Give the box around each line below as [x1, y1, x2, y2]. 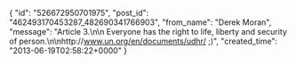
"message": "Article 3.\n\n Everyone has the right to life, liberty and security [9, 27, 287, 36]
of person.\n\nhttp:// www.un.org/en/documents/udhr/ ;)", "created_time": [9, 36, 278, 46]
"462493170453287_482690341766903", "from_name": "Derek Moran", [9, 17, 272, 28]
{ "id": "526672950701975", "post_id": [9, 8, 149, 18]
